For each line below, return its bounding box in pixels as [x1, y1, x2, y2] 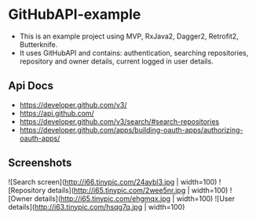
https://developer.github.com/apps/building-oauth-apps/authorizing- [19, 125, 243, 134]
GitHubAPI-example [8, 5, 141, 24]
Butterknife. [19, 39, 58, 49]
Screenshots [8, 156, 72, 170]
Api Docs [8, 79, 53, 93]
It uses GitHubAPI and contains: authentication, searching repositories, [19, 48, 249, 57]
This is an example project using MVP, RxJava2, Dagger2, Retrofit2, [19, 31, 240, 41]
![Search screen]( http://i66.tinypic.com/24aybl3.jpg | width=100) [8, 177, 218, 186]
